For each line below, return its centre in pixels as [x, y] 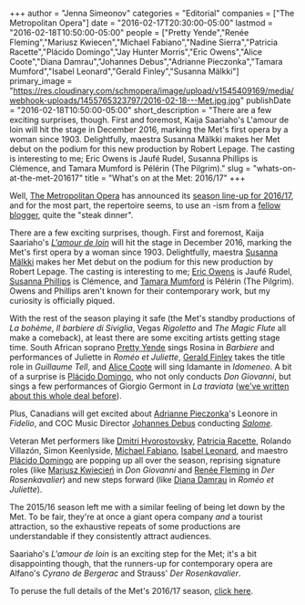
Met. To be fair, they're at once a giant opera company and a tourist [136, 516]
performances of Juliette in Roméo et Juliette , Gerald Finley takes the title [147, 357]
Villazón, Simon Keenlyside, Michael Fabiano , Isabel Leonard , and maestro [149, 450]
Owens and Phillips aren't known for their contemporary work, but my [140, 291]
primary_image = [41, 81]
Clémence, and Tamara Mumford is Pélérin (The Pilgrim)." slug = [130, 168]
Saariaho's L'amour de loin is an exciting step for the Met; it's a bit [133, 554]
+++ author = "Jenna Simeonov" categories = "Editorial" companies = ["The [152, 13]
